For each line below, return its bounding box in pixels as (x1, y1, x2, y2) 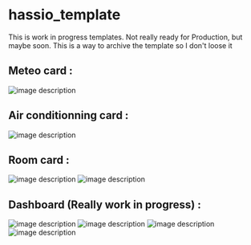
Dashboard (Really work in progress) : (8, 198, 202, 211)
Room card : (8, 153, 70, 166)
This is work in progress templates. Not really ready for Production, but (8, 32, 243, 42)
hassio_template (8, 6, 121, 24)
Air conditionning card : (8, 108, 129, 122)
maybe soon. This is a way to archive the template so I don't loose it (8, 40, 233, 50)
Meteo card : (8, 64, 73, 78)
